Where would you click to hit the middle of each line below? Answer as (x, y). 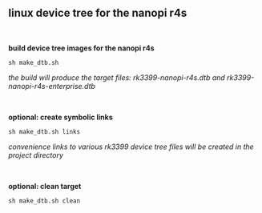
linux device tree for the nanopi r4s (98, 13)
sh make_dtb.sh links (44, 131)
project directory (36, 155)
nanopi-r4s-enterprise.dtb (52, 86)
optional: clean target (45, 186)
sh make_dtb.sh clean (44, 201)
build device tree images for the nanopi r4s (81, 48)
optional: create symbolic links (61, 117)
